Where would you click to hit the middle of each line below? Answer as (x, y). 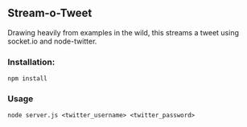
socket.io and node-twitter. (52, 41)
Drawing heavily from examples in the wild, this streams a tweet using (123, 32)
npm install (27, 79)
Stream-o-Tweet (50, 13)
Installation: (31, 62)
